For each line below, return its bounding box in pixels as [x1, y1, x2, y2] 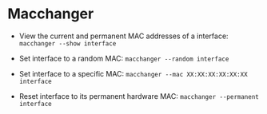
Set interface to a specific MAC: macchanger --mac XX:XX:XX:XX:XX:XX [18, 69, 249, 78]
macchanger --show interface [18, 39, 117, 48]
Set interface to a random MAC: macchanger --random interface [18, 53, 229, 63]
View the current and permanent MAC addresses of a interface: [18, 31, 229, 41]
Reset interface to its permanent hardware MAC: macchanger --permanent [18, 91, 259, 100]
